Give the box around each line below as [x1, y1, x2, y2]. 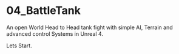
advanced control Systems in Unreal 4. [6, 30, 103, 37]
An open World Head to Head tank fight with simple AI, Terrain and [6, 24, 173, 31]
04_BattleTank [6, 4, 81, 18]
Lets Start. [6, 42, 32, 49]
